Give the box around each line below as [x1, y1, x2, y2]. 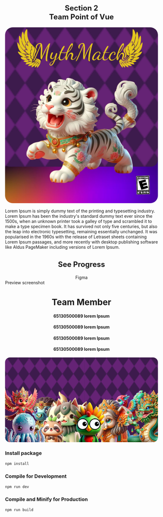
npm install [5, 461, 29, 466]
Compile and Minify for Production [5, 496, 88, 502]
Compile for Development [5, 473, 67, 480]
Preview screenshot [5, 279, 45, 285]
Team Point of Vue [49, 12, 114, 21]
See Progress [58, 259, 105, 269]
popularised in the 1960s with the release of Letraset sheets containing [5, 234, 147, 240]
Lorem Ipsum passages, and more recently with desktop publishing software [5, 239, 158, 245]
